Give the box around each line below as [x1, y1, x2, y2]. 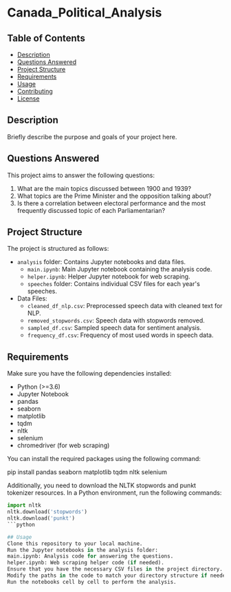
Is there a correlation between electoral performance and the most [16, 198, 206, 207]
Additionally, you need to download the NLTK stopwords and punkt [7, 481, 197, 490]
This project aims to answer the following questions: [7, 171, 155, 179]
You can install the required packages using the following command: [7, 455, 201, 463]
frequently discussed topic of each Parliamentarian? [16, 206, 166, 214]
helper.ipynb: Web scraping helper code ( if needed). [7, 560, 165, 567]
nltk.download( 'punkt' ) [7, 515, 76, 522]
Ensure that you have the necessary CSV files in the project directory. [7, 566, 223, 573]
